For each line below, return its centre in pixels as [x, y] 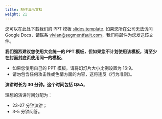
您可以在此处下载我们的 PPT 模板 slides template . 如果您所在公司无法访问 [79, 29]
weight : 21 [16, 14]
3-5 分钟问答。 [27, 111]
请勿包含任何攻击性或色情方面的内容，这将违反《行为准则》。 [73, 74]
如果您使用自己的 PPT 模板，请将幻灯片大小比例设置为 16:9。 [74, 68]
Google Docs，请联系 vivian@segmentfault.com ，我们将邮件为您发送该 [77, 35]
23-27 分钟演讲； [30, 105]
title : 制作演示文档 [24, 10]
